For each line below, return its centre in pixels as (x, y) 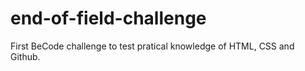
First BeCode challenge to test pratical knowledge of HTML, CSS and (152, 46)
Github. (25, 56)
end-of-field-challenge (108, 18)
